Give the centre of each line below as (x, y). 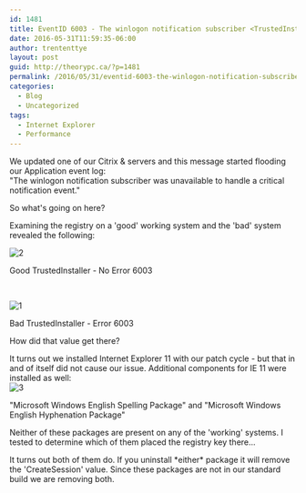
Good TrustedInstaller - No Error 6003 (81, 271)
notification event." (45, 190)
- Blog (30, 96)
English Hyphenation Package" (67, 415)
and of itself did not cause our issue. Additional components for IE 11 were (148, 368)
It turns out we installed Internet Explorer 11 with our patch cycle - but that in (153, 358)
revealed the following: (52, 236)
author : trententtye (49, 48)
